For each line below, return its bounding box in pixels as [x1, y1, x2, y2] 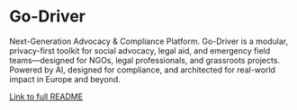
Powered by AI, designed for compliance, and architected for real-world [9, 64, 276, 75]
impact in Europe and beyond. [9, 73, 121, 84]
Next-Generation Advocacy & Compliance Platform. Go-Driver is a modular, [9, 36, 289, 47]
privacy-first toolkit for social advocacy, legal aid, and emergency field [9, 45, 271, 55]
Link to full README [9, 91, 84, 102]
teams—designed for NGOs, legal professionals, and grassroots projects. [9, 55, 281, 65]
